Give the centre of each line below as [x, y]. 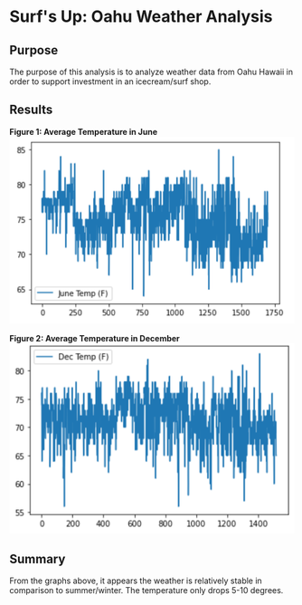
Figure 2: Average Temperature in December [95, 339]
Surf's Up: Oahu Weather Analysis [141, 17]
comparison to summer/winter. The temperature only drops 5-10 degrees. [146, 590]
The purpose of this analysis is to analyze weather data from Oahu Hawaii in [151, 72]
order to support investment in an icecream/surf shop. [110, 82]
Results [31, 110]
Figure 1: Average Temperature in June [84, 131]
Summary [38, 559]
